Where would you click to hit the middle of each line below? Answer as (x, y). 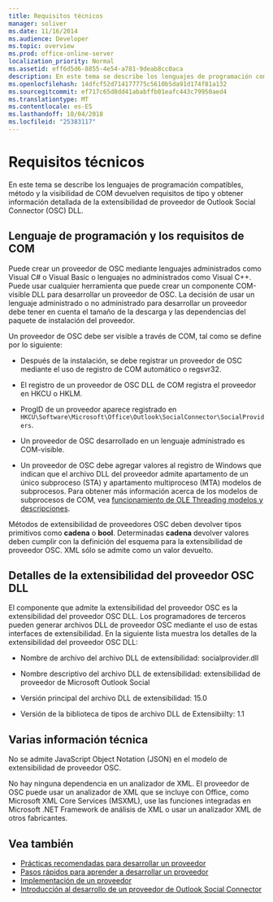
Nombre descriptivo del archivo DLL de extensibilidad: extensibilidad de (141, 674)
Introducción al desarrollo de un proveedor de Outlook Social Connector (141, 889)
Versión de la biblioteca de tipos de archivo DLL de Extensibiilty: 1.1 (132, 714)
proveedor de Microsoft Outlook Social (85, 682)
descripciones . (45, 508)
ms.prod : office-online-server (61, 54)
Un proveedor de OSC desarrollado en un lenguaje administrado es (132, 441)
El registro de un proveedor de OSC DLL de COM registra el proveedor (138, 385)
